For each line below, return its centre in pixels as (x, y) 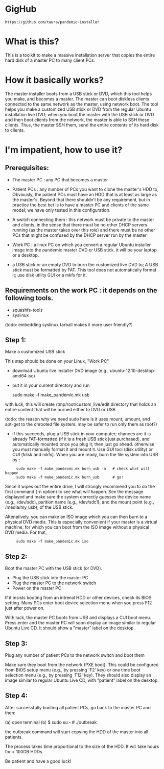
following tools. (29, 298)
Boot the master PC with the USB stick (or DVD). (54, 568)
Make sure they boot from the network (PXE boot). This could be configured (82, 665)
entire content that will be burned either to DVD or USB (60, 410)
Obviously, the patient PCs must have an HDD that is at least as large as (84, 194)
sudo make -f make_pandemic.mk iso (52, 542)
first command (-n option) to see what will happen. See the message (74, 492)
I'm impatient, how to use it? (64, 150)
